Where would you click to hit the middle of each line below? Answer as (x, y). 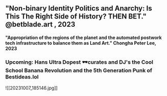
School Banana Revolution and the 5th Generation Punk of (79, 70)
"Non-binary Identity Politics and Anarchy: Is (79, 8)
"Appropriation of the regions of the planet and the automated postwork (84, 37)
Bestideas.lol (22, 76)
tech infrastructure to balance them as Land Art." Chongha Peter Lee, (81, 43)
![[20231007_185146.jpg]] (32, 88)
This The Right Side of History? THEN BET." (76, 17)
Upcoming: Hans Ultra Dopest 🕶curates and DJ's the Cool (79, 62)
